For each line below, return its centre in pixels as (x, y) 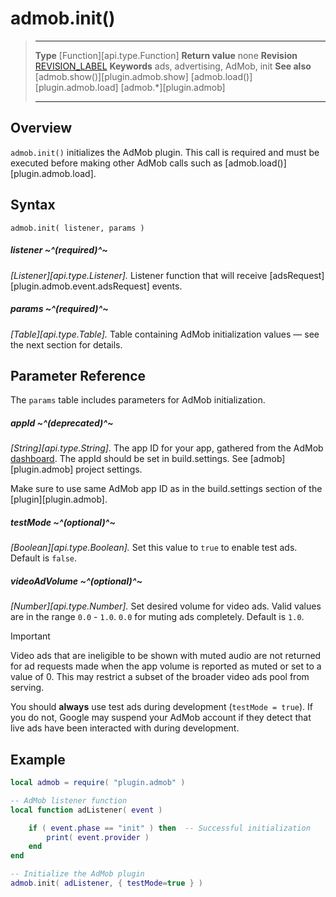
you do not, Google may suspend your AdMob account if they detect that (161, 718)
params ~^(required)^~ (59, 309)
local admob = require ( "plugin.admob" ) (98, 783)
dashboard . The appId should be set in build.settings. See (129, 459)
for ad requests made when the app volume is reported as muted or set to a (166, 666)
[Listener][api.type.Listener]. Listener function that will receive (139, 275)
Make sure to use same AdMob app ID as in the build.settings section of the (166, 489)
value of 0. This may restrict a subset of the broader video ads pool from (160, 677)
